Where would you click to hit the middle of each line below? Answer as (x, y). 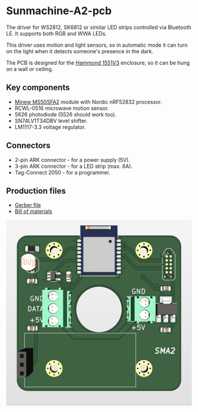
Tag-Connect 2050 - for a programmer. (62, 172)
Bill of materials (33, 212)
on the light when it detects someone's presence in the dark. (80, 51)
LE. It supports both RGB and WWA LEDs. (57, 33)
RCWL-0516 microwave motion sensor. (62, 108)
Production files (36, 191)
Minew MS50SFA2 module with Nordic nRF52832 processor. (88, 102)
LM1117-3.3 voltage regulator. (50, 127)
